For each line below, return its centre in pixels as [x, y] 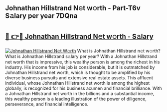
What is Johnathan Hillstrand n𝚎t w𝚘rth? [119, 51]
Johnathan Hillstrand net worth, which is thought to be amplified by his [78, 72]
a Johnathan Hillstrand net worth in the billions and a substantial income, [80, 93]
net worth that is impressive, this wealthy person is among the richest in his [83, 62]
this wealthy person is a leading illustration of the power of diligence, [76, 99]
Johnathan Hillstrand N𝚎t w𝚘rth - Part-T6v [73, 8]
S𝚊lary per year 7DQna [41, 16]
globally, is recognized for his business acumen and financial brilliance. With [83, 88]
